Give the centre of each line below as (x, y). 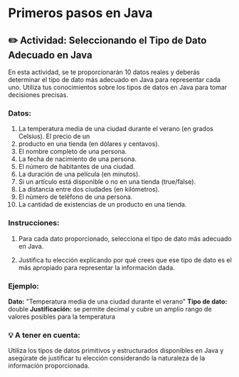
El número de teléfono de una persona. (75, 197)
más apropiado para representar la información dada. (96, 267)
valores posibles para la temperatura (62, 316)
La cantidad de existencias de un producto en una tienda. (102, 205)
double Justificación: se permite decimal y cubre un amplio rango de (110, 309)
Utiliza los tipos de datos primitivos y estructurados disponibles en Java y (116, 351)
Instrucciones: (34, 223)
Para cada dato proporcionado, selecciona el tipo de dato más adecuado (125, 238)
